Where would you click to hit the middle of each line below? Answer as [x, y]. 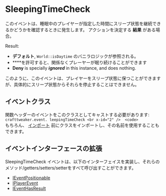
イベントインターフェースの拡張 [54, 148]
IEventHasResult [29, 188]
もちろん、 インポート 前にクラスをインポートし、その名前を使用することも [82, 125]
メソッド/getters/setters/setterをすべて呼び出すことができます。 [71, 168]
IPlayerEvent [25, 183]
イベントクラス [28, 102]
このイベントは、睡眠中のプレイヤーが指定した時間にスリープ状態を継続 [79, 23]
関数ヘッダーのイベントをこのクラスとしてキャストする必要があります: [77, 114]
